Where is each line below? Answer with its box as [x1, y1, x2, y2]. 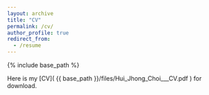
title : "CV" [7, 17, 41, 23]
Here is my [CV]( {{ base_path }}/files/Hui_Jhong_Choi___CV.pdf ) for [7, 74, 202, 83]
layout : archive [7, 10, 54, 17]
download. [7, 82, 37, 89]
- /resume [13, 42, 41, 49]
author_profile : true [7, 29, 69, 36]
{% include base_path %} [7, 61, 80, 69]
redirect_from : [7, 36, 51, 43]
